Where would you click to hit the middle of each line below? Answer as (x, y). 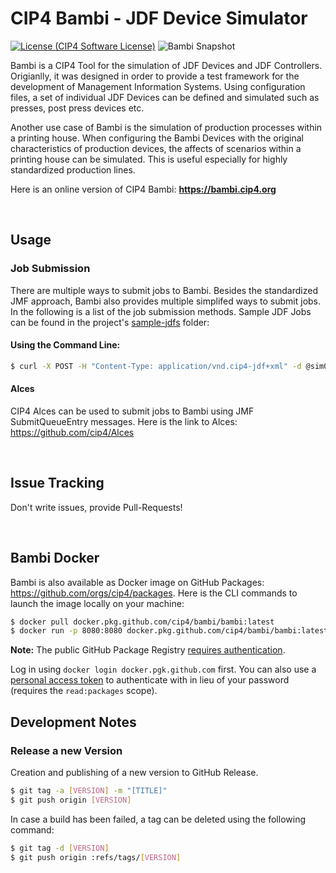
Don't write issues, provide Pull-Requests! (96, 507)
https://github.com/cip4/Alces (72, 432)
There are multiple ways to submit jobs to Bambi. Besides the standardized (164, 290)
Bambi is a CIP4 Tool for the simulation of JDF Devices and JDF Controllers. (166, 65)
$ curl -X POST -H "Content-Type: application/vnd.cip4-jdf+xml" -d (156, 366)
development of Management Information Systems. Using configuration (158, 86)
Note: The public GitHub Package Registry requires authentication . (148, 650)
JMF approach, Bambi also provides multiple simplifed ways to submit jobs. (166, 301)
